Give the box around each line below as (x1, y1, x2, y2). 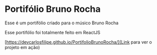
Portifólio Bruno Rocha (5, 3, 101, 15)
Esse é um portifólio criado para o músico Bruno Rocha (5, 20, 119, 26)
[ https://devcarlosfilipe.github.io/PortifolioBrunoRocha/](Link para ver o (5, 39, 152, 45)
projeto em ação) (5, 44, 40, 50)
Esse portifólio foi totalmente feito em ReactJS (5, 29, 101, 35)
